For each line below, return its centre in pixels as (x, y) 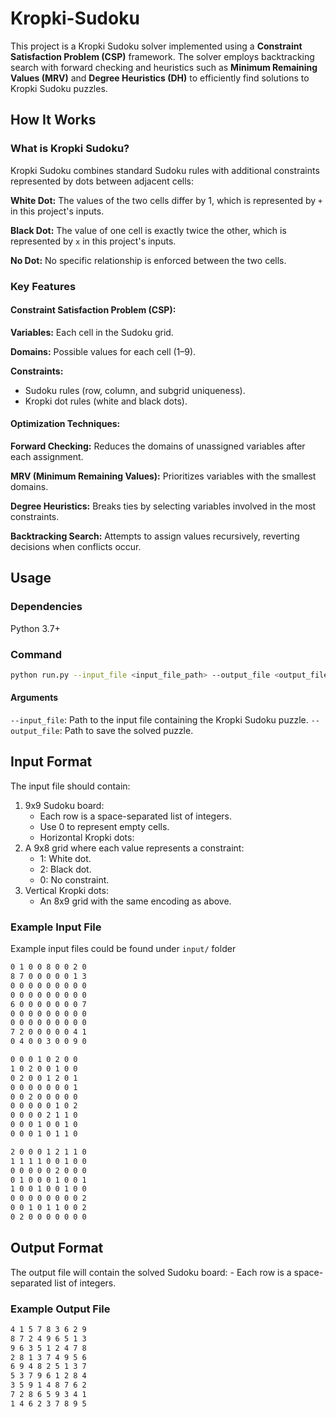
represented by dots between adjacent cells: (102, 181)
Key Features (43, 286)
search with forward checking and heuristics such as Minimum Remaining (164, 67)
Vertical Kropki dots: (66, 890)
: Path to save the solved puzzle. (126, 731)
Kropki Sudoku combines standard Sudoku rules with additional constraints (165, 170)
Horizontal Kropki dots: (87, 837)
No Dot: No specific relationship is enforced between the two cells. (148, 260)
